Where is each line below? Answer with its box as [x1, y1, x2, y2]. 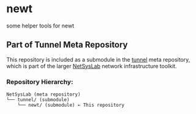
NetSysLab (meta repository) [6, 91, 81, 98]
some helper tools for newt [6, 22, 75, 29]
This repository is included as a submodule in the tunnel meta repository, [6, 55, 190, 63]
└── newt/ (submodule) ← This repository [17, 102, 124, 109]
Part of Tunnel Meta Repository [6, 40, 128, 50]
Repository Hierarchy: [6, 77, 73, 86]
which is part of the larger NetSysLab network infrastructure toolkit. [6, 62, 177, 69]
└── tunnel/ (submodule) [6, 97, 70, 103]
